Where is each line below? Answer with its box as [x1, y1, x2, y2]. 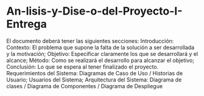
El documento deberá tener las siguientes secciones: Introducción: [6, 37, 174, 44]
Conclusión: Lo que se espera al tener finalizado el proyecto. [6, 63, 159, 70]
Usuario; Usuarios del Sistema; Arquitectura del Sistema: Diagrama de [6, 76, 182, 83]
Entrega [6, 17, 47, 31]
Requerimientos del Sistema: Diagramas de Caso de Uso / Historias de [6, 69, 183, 77]
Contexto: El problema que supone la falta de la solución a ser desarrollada [6, 44, 195, 51]
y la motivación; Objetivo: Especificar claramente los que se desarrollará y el [6, 50, 199, 57]
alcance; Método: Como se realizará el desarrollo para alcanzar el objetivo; [6, 57, 195, 64]
